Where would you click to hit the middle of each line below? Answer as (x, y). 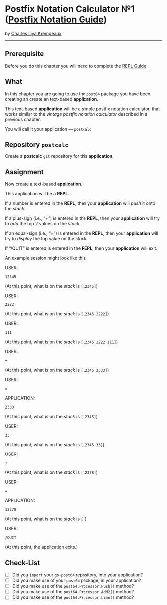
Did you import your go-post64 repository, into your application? (78, 575)
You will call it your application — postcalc (48, 129)
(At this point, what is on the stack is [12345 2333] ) (57, 370)
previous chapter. (23, 119)
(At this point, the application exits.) (42, 547)
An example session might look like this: (46, 258)
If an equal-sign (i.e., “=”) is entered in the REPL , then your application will (82, 233)
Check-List (23, 562)
